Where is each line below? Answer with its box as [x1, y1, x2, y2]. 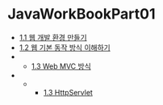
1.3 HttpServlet [43, 87, 94, 97]
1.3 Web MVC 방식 [31, 61, 92, 71]
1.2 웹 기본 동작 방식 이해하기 [19, 42, 111, 52]
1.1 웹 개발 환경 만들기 [19, 32, 87, 42]
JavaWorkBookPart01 [7, 5, 156, 23]
